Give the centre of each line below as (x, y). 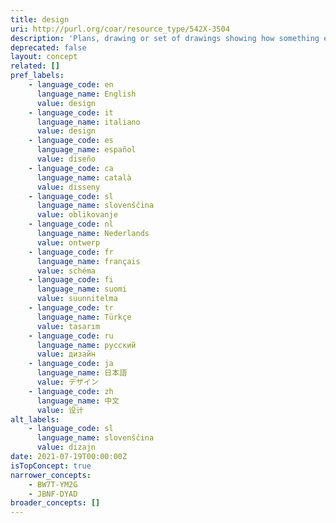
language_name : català (84, 177)
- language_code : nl (71, 224)
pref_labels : (37, 76)
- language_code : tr (71, 308)
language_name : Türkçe (84, 317)
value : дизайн (66, 354)
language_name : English (86, 94)
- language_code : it (71, 112)
